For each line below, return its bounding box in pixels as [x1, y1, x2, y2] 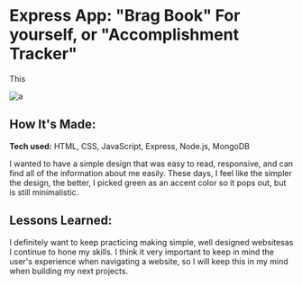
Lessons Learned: [9, 213, 113, 228]
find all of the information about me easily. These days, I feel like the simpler [9, 167, 293, 178]
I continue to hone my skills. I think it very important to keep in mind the [9, 246, 275, 257]
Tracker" [9, 44, 78, 64]
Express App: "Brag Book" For [9, 5, 241, 26]
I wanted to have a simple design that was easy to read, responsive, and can [9, 158, 294, 169]
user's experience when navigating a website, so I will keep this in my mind [9, 255, 288, 266]
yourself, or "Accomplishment [9, 24, 240, 45]
